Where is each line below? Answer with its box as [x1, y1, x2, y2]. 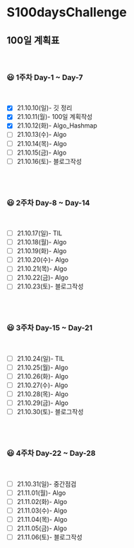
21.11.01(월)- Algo [16, 488, 66, 497]
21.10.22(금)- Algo [16, 274, 68, 282]
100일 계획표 [6, 34, 60, 46]
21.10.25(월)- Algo [16, 363, 68, 371]
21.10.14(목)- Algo [16, 139, 68, 147]
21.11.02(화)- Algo [16, 497, 68, 505]
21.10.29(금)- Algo [16, 398, 68, 408]
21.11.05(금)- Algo [16, 524, 68, 532]
